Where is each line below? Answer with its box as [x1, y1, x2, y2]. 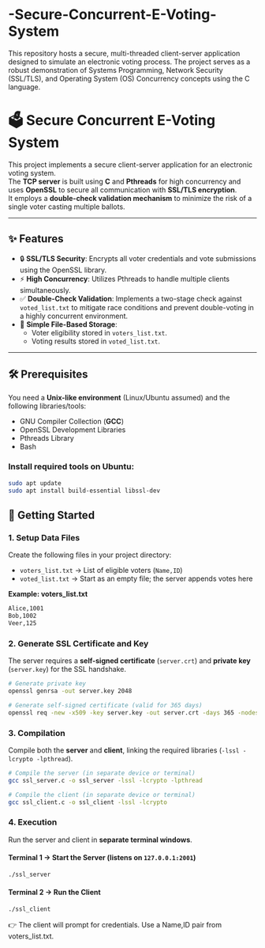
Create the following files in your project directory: [8, 550, 172, 559]
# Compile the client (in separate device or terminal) [8, 791, 196, 798]
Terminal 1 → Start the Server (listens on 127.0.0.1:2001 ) [8, 853, 196, 863]
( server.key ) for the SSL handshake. [8, 665, 126, 674]
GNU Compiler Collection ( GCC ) [19, 416, 125, 426]
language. [8, 82, 41, 92]
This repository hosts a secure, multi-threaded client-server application [8, 48, 241, 58]
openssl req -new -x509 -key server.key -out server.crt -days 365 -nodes [8, 708, 259, 717]
